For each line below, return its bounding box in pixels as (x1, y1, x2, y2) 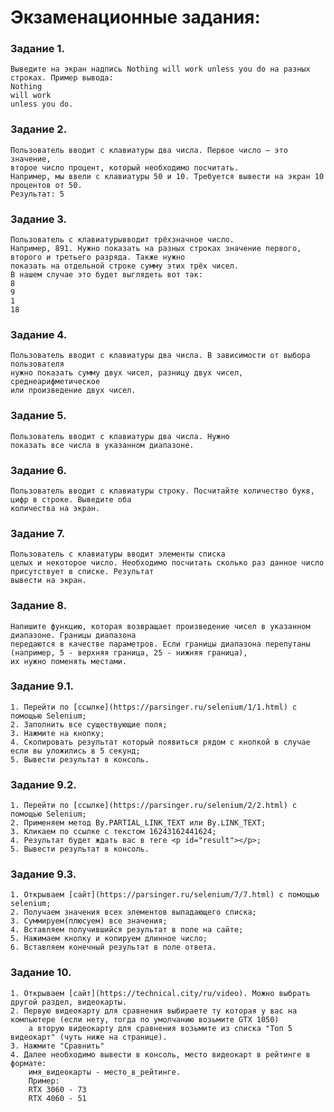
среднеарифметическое (10, 377, 101, 387)
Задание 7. (10, 526, 66, 540)
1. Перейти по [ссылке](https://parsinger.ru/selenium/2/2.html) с (10, 801, 298, 811)
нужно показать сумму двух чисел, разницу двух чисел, (10, 368, 244, 378)
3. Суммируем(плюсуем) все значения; (10, 916, 168, 926)
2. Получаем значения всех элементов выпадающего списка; (10, 907, 257, 918)
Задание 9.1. (10, 679, 74, 693)
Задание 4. (10, 328, 68, 341)
